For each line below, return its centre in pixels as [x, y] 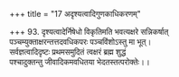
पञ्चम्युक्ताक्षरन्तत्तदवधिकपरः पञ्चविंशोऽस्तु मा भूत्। [80, 42]
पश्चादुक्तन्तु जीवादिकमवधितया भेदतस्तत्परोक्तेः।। [80, 62]
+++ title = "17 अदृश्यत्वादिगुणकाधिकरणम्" [75, 14]
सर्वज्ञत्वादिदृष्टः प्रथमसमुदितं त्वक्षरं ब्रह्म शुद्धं [68, 52]
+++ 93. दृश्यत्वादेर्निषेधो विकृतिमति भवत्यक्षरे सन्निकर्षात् [89, 32]
